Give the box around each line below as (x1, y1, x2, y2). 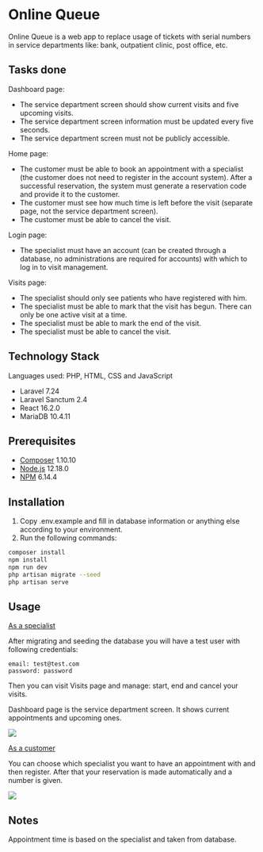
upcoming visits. (19, 108, 74, 117)
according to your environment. (19, 525, 123, 535)
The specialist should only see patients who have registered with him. (19, 293, 248, 302)
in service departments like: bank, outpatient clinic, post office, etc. (8, 40, 228, 49)
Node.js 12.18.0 (19, 464, 69, 474)
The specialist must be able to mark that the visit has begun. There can (19, 301, 252, 311)
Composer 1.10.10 (19, 455, 77, 465)
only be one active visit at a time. (19, 309, 128, 319)
